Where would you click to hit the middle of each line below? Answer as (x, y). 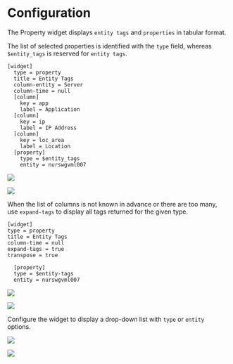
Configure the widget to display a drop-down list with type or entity (106, 319)
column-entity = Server (48, 85)
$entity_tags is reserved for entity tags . (68, 53)
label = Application (50, 109)
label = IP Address (49, 128)
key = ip (33, 122)
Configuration (49, 13)
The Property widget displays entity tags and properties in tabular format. (117, 32)
